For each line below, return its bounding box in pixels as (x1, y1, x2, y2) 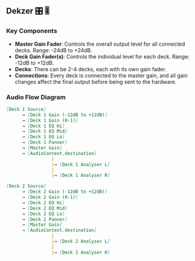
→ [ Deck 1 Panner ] (21, 139, 68, 145)
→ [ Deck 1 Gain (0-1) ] (21, 117, 78, 123)
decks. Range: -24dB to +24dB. (14, 46, 93, 53)
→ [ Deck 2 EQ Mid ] (21, 205, 68, 211)
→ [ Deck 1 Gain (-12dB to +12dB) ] (21, 112, 108, 118)
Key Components (6, 27, 58, 35)
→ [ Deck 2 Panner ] (21, 217, 68, 222)
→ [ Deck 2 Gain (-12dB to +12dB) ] (21, 189, 108, 195)
